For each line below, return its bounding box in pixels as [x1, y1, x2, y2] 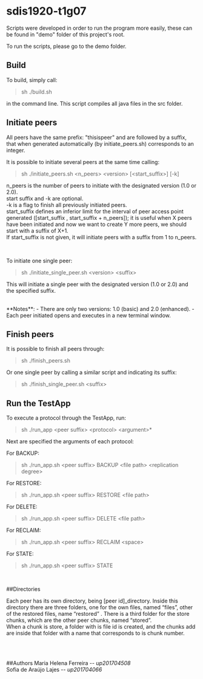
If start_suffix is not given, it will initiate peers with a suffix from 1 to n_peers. [6, 233, 197, 241]
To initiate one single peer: [6, 257, 73, 264]
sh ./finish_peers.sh [21, 357, 71, 364]
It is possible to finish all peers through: [6, 345, 105, 353]
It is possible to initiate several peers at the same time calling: [6, 158, 159, 165]
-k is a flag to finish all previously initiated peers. [6, 201, 127, 208]
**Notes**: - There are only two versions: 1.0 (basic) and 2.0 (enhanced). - [6, 305, 195, 312]
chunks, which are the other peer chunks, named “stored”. [6, 616, 152, 624]
